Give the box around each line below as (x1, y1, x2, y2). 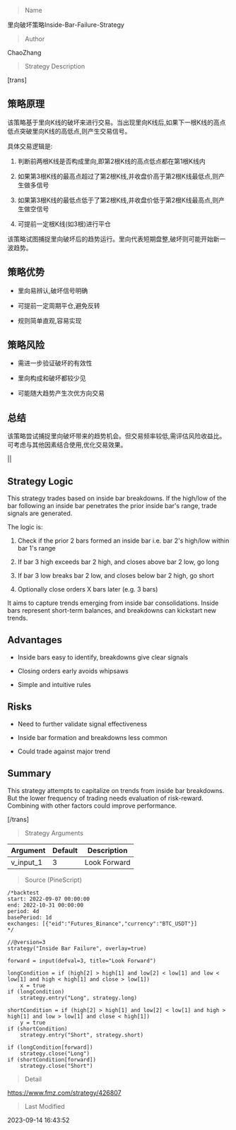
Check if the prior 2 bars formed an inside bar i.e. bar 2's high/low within (17, 536, 230, 545)
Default (52, 845, 78, 855)
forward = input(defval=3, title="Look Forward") (7, 957, 157, 964)
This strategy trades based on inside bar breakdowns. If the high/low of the (7, 494, 227, 502)
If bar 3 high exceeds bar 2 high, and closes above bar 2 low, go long (17, 558, 219, 566)
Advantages (7, 634, 62, 646)
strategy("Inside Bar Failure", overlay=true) (7, 945, 147, 952)
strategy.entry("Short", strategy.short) (20, 1031, 143, 1038)
